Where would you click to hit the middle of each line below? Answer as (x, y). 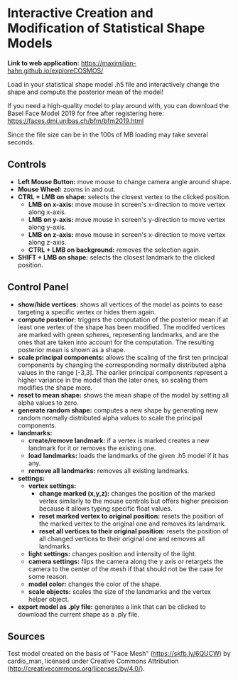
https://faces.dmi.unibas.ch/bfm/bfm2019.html (76, 121)
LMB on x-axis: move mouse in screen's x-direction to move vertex (127, 204)
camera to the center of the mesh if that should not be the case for (126, 569)
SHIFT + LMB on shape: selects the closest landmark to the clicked (116, 257)
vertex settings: (52, 486)
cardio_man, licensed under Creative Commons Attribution (93, 661)
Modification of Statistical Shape (106, 28)
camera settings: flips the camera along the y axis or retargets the (126, 561)
